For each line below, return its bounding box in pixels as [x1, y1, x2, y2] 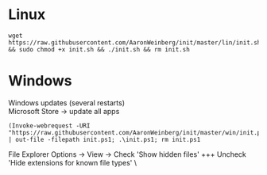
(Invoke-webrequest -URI [8, 121, 91, 130]
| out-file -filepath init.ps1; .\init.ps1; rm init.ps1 [8, 135, 201, 143]
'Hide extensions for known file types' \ [8, 158, 137, 167]
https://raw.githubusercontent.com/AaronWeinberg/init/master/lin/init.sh [8, 38, 261, 47]
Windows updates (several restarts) [8, 97, 126, 108]
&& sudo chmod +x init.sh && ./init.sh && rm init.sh [8, 45, 191, 53]
